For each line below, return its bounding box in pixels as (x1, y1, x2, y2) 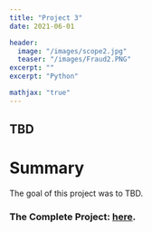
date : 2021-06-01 (9, 22, 75, 31)
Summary (9, 158, 84, 179)
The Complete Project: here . (9, 210, 137, 223)
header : (9, 38, 39, 47)
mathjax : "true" (9, 88, 71, 97)
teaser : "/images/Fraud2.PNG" (17, 55, 131, 64)
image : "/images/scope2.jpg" (17, 46, 128, 55)
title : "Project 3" (9, 13, 83, 23)
